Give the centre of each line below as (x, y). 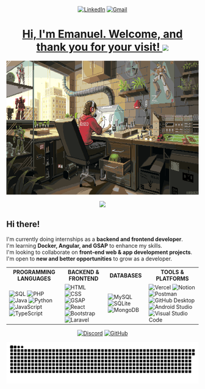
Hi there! (23, 224)
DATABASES (126, 275)
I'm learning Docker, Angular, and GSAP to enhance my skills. (85, 245)
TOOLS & (172, 272)
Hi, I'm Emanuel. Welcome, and (103, 34)
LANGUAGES (34, 279)
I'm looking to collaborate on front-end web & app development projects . (99, 252)
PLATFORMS (172, 279)
